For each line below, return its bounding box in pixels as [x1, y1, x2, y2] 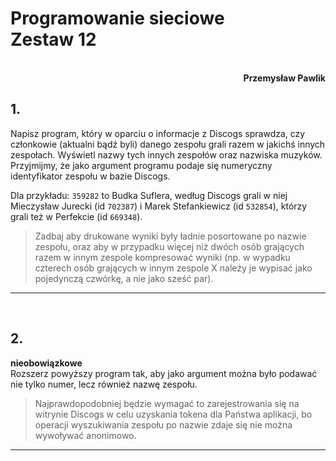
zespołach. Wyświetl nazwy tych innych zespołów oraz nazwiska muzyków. [10, 148, 323, 161]
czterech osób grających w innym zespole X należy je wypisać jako [34, 262, 313, 274]
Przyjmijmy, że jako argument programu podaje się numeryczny [10, 159, 273, 171]
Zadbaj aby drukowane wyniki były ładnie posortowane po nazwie [34, 230, 307, 242]
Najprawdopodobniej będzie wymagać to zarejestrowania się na [34, 397, 300, 409]
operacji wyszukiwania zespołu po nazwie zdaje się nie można [34, 418, 293, 431]
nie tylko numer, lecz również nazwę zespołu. [10, 378, 198, 390]
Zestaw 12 [10, 28, 97, 51]
